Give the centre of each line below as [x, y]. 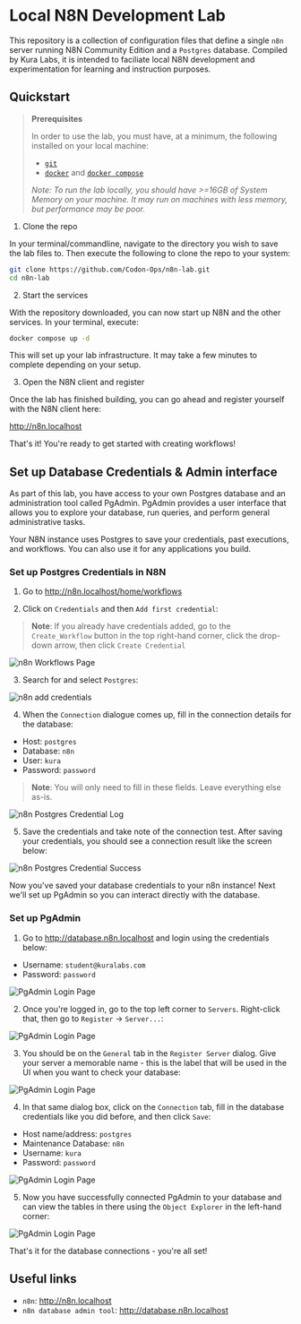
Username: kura [52, 1153]
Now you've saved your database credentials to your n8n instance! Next [142, 886]
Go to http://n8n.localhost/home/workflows [102, 591]
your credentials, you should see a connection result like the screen [147, 841]
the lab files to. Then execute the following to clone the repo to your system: [150, 253]
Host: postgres [49, 742]
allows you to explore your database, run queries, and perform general [140, 512]
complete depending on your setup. [75, 365]
